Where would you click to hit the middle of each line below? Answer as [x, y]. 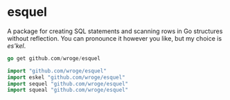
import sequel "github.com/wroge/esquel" [68, 83]
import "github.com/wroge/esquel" [57, 71]
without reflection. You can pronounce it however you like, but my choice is [115, 38]
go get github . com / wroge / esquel [54, 58]
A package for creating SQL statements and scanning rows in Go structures [115, 31]
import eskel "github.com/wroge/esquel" [67, 77]
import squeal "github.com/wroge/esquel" [68, 90]
